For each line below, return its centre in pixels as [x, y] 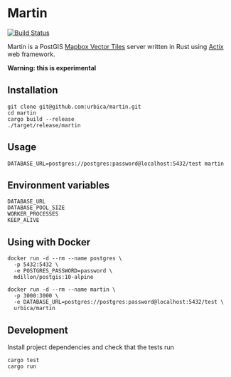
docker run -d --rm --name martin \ [61, 290]
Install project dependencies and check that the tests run [91, 347]
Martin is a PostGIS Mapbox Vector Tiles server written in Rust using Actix [116, 46]
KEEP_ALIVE [23, 221]
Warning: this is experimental [52, 68]
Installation [33, 90]
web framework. [31, 54]
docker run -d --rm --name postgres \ [65, 259]
